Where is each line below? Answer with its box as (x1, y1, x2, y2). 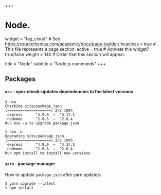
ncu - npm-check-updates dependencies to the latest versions (5, 88, 134, 94)
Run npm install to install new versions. (5, 151, 92, 156)
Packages (5, 75, 36, 83)
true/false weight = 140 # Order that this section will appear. (5, 51, 125, 57)
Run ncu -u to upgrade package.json (5, 120, 79, 126)
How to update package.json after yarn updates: (5, 172, 101, 177)
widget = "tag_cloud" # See (5, 36, 61, 41)
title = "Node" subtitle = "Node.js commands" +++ (5, 60, 106, 66)
